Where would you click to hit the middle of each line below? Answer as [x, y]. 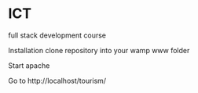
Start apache [29, 65]
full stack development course [57, 35]
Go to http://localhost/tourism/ [57, 80]
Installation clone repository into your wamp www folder [99, 50]
